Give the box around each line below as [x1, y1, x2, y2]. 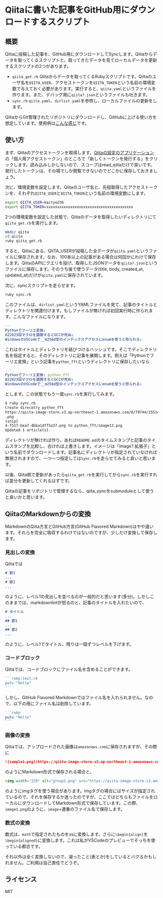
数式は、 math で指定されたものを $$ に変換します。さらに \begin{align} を [5, 831, 148, 837]
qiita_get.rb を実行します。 [5, 220, 61, 226]
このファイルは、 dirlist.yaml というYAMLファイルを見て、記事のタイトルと [5, 302, 158, 308]
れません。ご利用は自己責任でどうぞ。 [5, 860, 81, 865]
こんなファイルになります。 [13, 314, 68, 320]
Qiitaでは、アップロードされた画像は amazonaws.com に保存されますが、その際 [5, 743, 157, 750]
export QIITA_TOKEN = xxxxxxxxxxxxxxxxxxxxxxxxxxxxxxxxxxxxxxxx [5, 204, 133, 209]
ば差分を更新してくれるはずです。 [5, 478, 73, 484]
